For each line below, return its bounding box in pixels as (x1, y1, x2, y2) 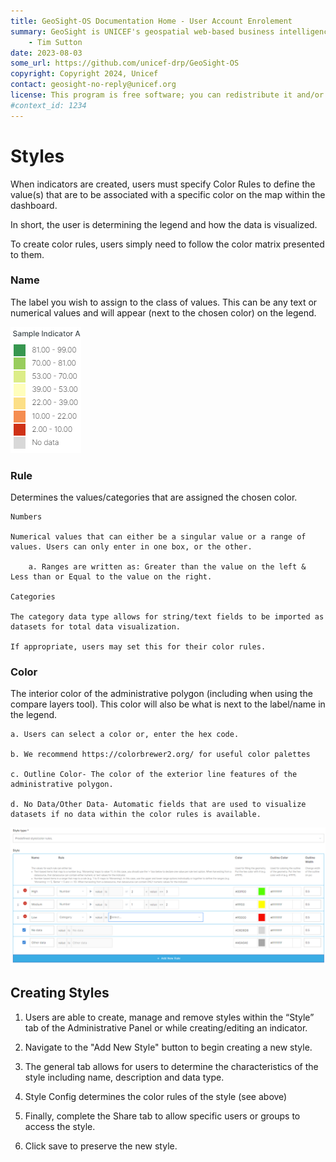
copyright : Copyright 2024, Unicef (10, 69, 159, 79)
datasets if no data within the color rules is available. (10, 810, 262, 820)
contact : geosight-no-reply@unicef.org (10, 80, 177, 90)
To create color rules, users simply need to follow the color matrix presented (10, 238, 325, 250)
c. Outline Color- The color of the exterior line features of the (10, 770, 298, 780)
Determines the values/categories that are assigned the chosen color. (10, 491, 298, 504)
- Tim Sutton (28, 37, 83, 47)
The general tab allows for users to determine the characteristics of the (24, 1060, 319, 1072)
